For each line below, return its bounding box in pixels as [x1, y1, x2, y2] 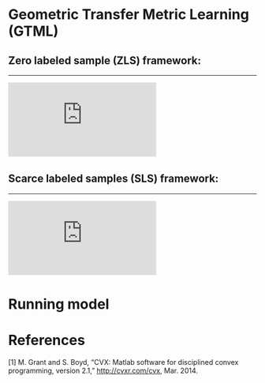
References [8, 332, 85, 349]
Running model [8, 295, 110, 313]
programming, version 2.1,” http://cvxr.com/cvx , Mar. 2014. [8, 366, 199, 375]
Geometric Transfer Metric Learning [8, 6, 250, 24]
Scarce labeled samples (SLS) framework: [8, 172, 219, 186]
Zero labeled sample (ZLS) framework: [8, 54, 202, 67]
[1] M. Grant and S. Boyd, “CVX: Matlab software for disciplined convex [8, 357, 239, 366]
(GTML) [8, 22, 59, 40]
